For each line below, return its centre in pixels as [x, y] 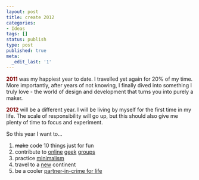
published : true [26, 51]
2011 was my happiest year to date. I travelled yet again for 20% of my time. [99, 79]
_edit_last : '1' [32, 62]
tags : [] [17, 34]
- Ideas [16, 28]
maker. [15, 98]
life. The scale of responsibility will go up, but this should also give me [92, 116]
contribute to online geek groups [55, 152]
